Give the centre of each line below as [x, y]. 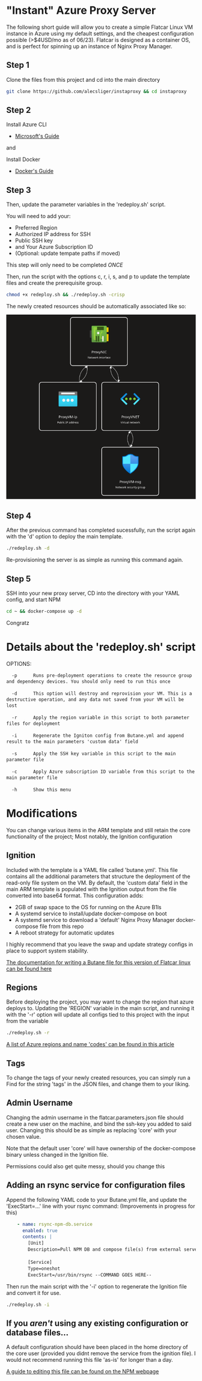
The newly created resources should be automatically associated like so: [96, 306]
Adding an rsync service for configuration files [96, 1185]
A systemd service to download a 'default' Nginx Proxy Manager [95, 919]
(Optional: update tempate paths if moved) [67, 254]
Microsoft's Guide [37, 136]
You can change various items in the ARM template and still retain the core [99, 830]
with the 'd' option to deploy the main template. [65, 537]
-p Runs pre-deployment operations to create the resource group [102, 675]
